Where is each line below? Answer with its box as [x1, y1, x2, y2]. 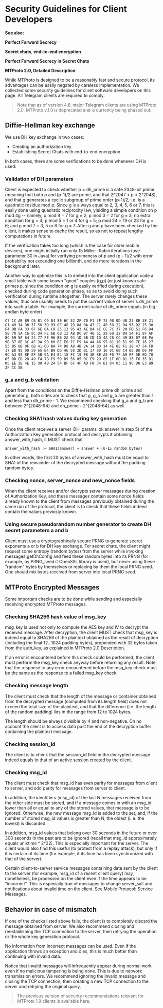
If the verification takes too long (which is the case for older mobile [5, 242, 140, 249]
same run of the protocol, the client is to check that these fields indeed [5, 503, 147, 509]
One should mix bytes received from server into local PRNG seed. [5, 569, 137, 575]
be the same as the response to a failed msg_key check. [5, 670, 118, 676]
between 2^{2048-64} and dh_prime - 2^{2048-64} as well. [5, 403, 126, 409]
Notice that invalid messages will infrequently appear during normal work [5, 963, 152, 969]
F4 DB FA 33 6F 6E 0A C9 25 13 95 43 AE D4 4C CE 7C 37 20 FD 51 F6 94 [5, 327, 153, 332]
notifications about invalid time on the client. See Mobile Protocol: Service [5, 886, 153, 892]
